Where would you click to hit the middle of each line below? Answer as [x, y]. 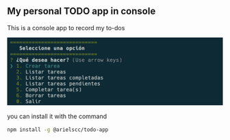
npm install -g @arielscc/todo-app [58, 130]
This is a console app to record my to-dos [66, 27]
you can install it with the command [57, 117]
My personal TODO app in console [81, 11]
